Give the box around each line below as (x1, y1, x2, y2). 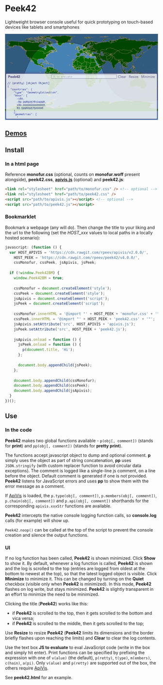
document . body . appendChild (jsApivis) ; (14, 388, 92, 394)
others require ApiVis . (5, 665, 49, 671)
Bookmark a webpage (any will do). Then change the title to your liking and (5, 224, 155, 230)
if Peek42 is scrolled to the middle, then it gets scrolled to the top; (12, 620, 145, 626)
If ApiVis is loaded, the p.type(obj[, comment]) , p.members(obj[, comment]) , (5, 493, 157, 498)
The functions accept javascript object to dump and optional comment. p (5, 452, 151, 458)
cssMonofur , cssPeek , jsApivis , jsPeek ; (14, 260, 97, 265)
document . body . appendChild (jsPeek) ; (17, 362, 92, 367)
